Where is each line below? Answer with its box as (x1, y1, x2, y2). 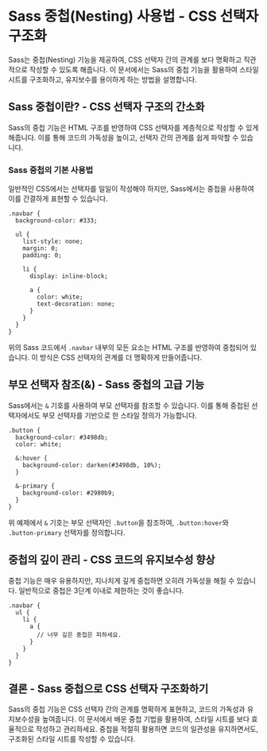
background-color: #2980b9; (22, 489, 115, 497)
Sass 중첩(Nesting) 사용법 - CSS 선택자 (8, 7, 259, 25)
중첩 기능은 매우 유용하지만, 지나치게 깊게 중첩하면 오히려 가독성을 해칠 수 (8, 576, 235, 585)
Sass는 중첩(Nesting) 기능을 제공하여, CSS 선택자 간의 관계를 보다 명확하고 (8, 55, 242, 64)
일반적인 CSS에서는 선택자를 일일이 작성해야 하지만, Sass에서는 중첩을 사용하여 (8, 184, 254, 194)
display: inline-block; (29, 272, 109, 280)
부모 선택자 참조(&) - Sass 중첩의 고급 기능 (8, 378, 205, 391)
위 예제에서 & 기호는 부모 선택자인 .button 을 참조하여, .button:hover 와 (8, 518, 229, 527)
